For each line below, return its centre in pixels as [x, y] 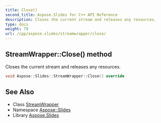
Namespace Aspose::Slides [42, 110]
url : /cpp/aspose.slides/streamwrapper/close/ [56, 34]
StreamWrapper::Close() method [59, 54]
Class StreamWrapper [36, 104]
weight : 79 [17, 29]
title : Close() [21, 10]
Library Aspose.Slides [36, 115]
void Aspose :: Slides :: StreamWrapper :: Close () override [65, 76]
